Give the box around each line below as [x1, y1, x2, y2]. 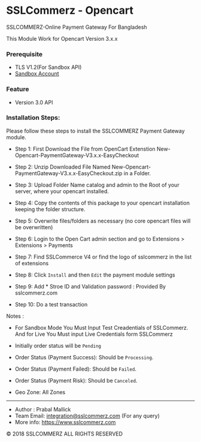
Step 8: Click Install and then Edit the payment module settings [14, 271, 175, 278]
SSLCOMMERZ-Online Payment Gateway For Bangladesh [6, 23, 148, 31]
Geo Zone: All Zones [14, 388, 66, 396]
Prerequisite [6, 50, 43, 58]
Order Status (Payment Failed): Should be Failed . [14, 365, 136, 372]
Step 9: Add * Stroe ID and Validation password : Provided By [14, 282, 166, 290]
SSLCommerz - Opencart [6, 4, 133, 17]
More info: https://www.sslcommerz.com [14, 418, 116, 426]
